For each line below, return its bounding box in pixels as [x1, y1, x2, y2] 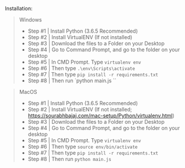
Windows [19, 16, 42, 23]
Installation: [5, 5, 33, 12]
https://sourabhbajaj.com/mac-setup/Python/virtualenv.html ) [27, 112, 175, 119]
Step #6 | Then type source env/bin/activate [27, 143, 138, 150]
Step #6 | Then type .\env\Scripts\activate [27, 65, 135, 72]
